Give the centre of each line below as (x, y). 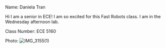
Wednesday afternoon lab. (32, 22)
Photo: (12, 41)
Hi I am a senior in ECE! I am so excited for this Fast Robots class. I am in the (83, 16)
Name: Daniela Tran (25, 7)
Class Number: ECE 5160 (30, 31)
